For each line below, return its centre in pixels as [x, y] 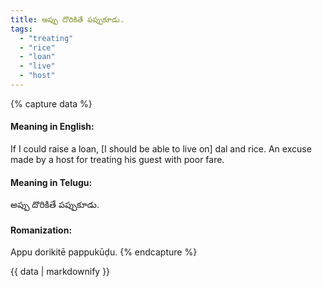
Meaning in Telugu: [51, 182]
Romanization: [41, 230]
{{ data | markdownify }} [60, 272]
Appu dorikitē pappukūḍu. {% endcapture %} [104, 252]
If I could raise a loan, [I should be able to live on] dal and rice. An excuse [161, 149]
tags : [21, 29]
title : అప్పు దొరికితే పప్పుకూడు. [67, 19]
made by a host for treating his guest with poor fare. [117, 160]
